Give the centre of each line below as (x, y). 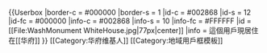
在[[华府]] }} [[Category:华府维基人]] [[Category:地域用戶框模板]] (116, 41)
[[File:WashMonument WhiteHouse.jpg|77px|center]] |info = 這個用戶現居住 (133, 31)
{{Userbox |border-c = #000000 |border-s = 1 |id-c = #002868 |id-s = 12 (130, 12)
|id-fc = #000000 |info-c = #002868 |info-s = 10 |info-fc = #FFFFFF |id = (130, 21)
